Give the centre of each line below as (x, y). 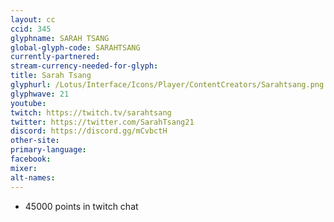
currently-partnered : (55, 57)
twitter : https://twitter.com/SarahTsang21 (102, 122)
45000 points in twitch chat (81, 206)
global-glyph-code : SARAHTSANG (75, 47)
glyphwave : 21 (40, 94)
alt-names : (33, 177)
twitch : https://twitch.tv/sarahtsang (91, 112)
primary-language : (48, 150)
